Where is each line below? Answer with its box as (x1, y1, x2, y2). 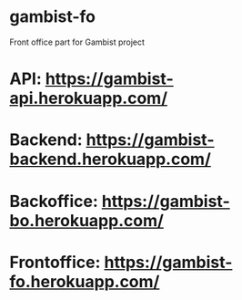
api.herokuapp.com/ (9, 88, 168, 109)
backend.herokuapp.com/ (9, 149, 212, 170)
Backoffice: (9, 191, 98, 212)
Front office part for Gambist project (9, 36, 146, 47)
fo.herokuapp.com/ (9, 271, 160, 292)
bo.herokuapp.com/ (9, 210, 164, 231)
